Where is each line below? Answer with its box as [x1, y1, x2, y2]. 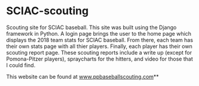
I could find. [6, 61, 36, 69]
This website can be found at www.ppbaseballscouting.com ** [6, 73, 160, 80]
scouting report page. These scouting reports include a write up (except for [6, 49, 192, 56]
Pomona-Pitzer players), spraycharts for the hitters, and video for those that [6, 55, 193, 62]
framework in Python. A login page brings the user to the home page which [6, 30, 192, 37]
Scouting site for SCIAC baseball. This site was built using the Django [6, 24, 177, 31]
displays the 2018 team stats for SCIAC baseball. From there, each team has [6, 36, 193, 43]
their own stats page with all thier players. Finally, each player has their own [6, 43, 192, 50]
